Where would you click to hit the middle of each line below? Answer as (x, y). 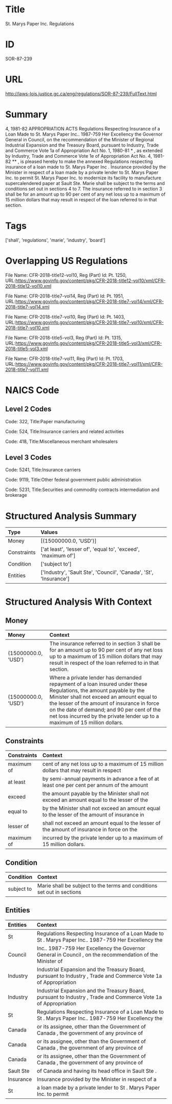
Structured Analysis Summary (71, 516)
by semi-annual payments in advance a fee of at (101, 779)
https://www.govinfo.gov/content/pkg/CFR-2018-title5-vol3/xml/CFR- (89, 343)
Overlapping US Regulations (67, 261)
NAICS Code (32, 390)
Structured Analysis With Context (79, 602)
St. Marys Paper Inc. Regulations (40, 24)
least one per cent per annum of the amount (95, 785)
